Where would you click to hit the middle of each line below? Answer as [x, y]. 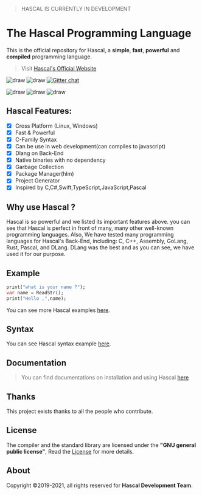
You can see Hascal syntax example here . [59, 344]
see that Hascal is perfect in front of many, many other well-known [90, 228]
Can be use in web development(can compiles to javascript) [90, 146]
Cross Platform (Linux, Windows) [57, 126]
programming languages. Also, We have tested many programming [90, 235]
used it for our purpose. [36, 254]
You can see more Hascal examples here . [58, 310]
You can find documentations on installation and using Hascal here [105, 378]
